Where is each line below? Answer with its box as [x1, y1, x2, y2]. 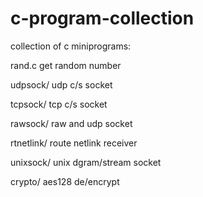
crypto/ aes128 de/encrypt [10, 175, 120, 187]
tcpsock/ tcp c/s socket [10, 98, 108, 110]
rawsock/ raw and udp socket [10, 117, 133, 129]
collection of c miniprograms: [10, 40, 132, 52]
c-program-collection [10, 7, 195, 30]
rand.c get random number [10, 59, 122, 71]
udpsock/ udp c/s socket [10, 78, 113, 91]
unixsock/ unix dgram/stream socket [10, 156, 162, 168]
